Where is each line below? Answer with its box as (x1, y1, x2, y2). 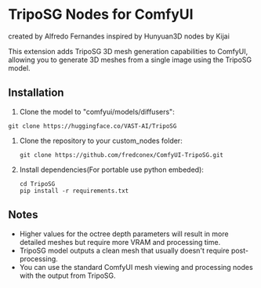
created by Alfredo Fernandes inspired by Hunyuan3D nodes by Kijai (8, 31, 230, 41)
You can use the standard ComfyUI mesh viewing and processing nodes (19, 262, 253, 272)
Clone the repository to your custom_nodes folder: (19, 136, 183, 145)
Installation (8, 86, 64, 100)
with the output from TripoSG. (19, 271, 116, 280)
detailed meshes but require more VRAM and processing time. (19, 237, 221, 246)
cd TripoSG (19, 180, 56, 188)
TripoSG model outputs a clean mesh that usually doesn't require (19, 246, 230, 255)
